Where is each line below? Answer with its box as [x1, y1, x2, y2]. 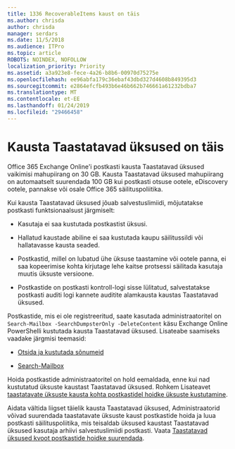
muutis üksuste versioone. [17, 269, 94, 278]
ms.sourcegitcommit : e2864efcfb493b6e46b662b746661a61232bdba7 [7, 82, 197, 90]
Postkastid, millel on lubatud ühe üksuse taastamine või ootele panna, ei [17, 254, 227, 263]
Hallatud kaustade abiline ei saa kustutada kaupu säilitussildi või [17, 233, 203, 242]
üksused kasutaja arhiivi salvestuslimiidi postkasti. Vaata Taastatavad [7, 426, 208, 434]
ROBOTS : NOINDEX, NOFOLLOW [7, 56, 87, 63]
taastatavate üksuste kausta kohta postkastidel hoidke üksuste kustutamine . [7, 390, 228, 398]
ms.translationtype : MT [7, 89, 77, 96]
